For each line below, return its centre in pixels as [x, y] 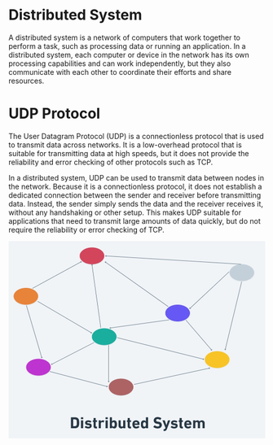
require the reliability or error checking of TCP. [86, 229]
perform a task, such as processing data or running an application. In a [127, 46]
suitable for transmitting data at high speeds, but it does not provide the [129, 153]
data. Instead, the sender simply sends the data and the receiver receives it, [136, 203]
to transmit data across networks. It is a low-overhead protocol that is [125, 145]
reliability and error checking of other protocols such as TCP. [111, 162]
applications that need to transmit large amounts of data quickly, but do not [134, 220]
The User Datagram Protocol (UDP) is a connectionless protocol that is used [136, 136]
